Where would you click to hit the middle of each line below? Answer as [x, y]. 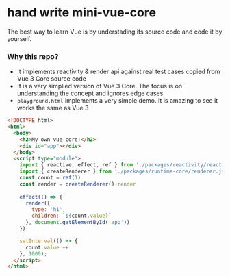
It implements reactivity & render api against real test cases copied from [118, 72]
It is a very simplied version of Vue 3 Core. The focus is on [100, 86]
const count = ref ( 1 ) [50, 178]
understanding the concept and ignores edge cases [90, 93]
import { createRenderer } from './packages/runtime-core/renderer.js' [124, 172]
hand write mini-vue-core [81, 13]
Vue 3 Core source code [52, 79]
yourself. [20, 38]
